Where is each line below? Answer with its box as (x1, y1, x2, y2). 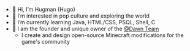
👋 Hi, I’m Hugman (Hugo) (12, 6, 75, 13)
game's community (21, 38, 70, 45)
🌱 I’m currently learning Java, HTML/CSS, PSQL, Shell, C (12, 19, 156, 25)
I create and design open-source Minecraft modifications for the (21, 32, 184, 39)
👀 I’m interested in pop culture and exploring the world (12, 12, 150, 19)
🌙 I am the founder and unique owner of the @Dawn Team (12, 25, 159, 32)
